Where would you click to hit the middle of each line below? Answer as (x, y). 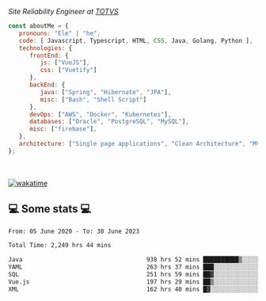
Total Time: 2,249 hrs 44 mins (60, 246)
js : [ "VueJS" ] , (65, 63)
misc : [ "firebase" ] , (63, 129)
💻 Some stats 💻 (50, 209)
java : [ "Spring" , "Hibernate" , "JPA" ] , (106, 92)
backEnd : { (47, 85)
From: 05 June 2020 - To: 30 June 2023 (74, 231)
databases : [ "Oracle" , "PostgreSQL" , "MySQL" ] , (109, 122)
